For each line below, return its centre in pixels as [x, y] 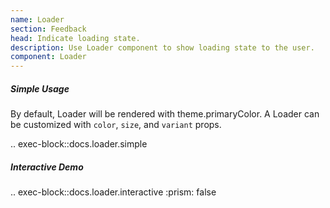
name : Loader [37, 19]
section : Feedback [48, 29]
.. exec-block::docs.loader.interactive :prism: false [113, 192]
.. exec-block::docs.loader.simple [79, 144]
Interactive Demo [47, 167]
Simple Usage [40, 88]
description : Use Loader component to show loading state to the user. [162, 47]
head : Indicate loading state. [75, 38]
